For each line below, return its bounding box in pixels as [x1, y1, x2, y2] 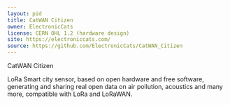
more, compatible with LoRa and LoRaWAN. [7, 90, 133, 98]
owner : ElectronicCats [7, 23, 73, 30]
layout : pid [7, 10, 42, 17]
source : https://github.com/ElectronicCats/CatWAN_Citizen [7, 42, 183, 49]
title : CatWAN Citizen [7, 17, 73, 24]
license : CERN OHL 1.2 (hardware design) [7, 29, 130, 37]
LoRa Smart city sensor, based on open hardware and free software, [7, 75, 204, 83]
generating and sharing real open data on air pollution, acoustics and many [7, 83, 224, 90]
